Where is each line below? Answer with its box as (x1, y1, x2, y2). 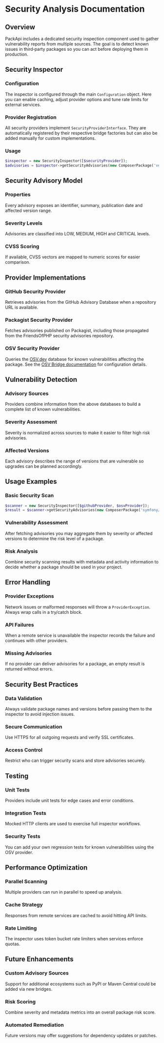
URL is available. (5, 304, 39, 310)
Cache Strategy (5, 901, 43, 908)
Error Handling (5, 578, 50, 586)
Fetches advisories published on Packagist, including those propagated (5, 328, 149, 334)
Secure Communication (5, 723, 62, 730)
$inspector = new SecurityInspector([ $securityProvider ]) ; (5, 159, 128, 164)
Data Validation (5, 695, 42, 702)
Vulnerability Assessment (5, 519, 68, 526)
